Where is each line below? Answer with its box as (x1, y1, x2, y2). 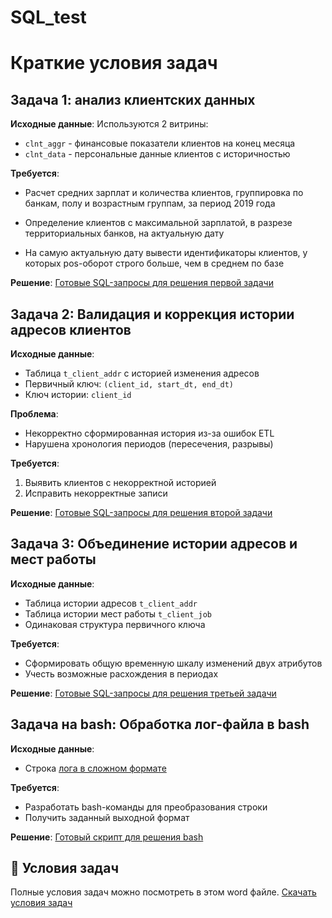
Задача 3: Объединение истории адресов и (10, 536, 298, 553)
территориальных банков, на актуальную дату (24, 227, 225, 240)
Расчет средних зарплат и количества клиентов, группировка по (24, 187, 304, 199)
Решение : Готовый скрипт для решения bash (10, 831, 204, 843)
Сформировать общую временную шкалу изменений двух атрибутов (24, 657, 323, 669)
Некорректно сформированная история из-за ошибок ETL (24, 427, 275, 439)
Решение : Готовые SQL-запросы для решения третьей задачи (10, 687, 277, 699)
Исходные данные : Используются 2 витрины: (10, 118, 209, 130)
